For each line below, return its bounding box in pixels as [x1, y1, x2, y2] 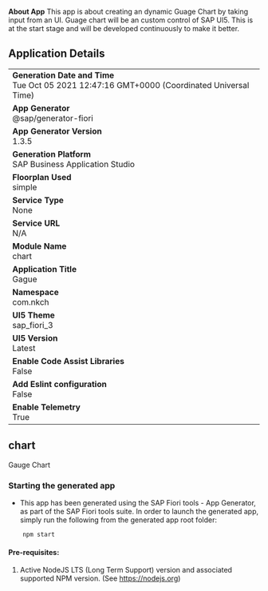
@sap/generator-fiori [12, 112, 93, 123]
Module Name [12, 240, 67, 251]
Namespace [12, 286, 60, 297]
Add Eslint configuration [12, 378, 108, 389]
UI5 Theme [12, 309, 56, 321]
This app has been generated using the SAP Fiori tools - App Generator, [19, 497, 257, 507]
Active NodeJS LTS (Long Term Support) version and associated [19, 565, 233, 575]
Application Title [12, 263, 77, 274]
